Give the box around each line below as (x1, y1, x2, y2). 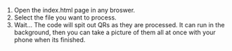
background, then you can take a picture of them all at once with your (13, 28, 216, 36)
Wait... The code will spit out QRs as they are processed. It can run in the (13, 21, 225, 29)
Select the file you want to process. (13, 13, 117, 22)
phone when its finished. (13, 36, 86, 44)
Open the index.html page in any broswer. (13, 6, 136, 14)
